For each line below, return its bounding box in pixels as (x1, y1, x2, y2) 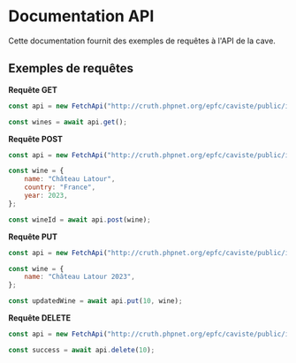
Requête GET (8, 84, 58, 95)
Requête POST (8, 133, 64, 144)
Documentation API (8, 6, 155, 26)
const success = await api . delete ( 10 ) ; (8, 345, 156, 354)
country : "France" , (24, 183, 96, 192)
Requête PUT (8, 231, 58, 242)
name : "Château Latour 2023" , (24, 272, 136, 282)
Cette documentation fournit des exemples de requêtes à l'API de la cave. (8, 35, 276, 46)
